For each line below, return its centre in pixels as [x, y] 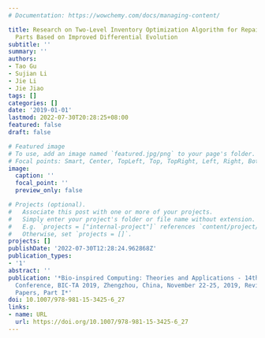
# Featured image [37, 147]
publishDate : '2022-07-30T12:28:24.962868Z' [82, 249]
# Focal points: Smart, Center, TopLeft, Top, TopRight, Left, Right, [127, 161]
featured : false [35, 125]
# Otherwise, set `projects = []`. [70, 234]
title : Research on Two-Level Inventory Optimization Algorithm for [123, 30]
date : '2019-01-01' [40, 110]
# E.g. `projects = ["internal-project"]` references [102, 227]
